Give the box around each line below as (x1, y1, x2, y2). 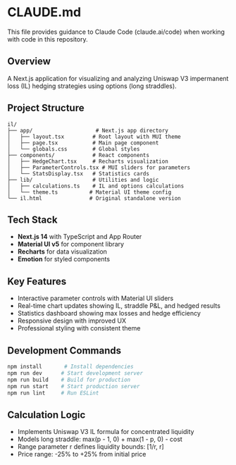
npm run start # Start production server (7, 383, 140, 390)
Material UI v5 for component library (17, 240, 125, 249)
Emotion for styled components (17, 255, 111, 263)
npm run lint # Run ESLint (7, 389, 99, 397)
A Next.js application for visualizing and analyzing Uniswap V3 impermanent (7, 74, 229, 82)
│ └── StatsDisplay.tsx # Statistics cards (7, 170, 150, 177)
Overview (7, 56, 51, 68)
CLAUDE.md (7, 4, 82, 20)
